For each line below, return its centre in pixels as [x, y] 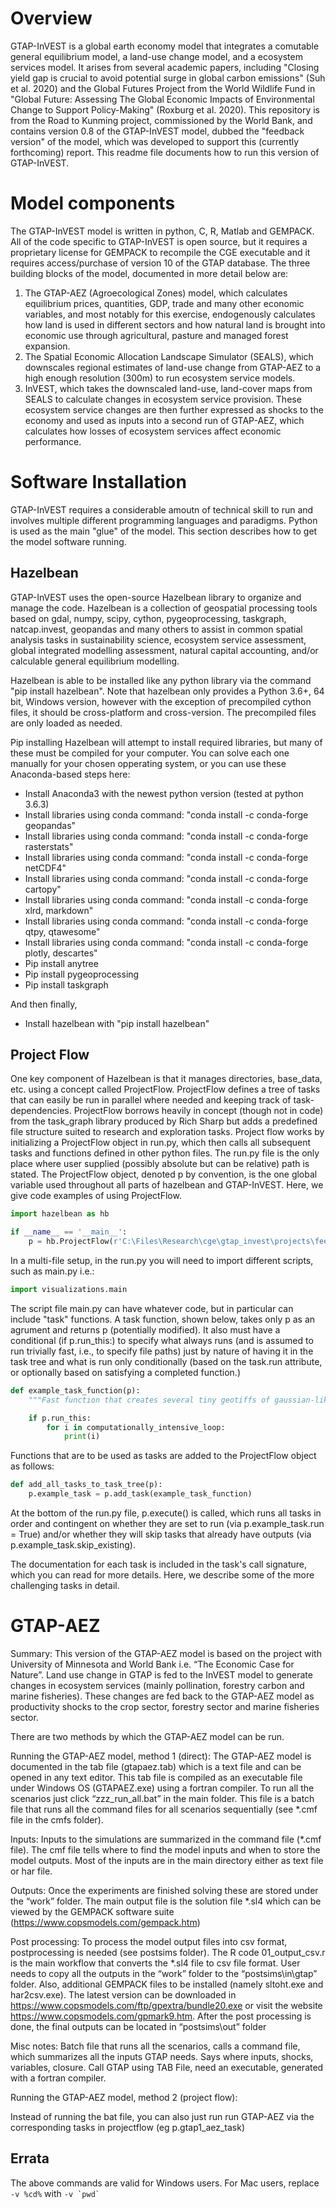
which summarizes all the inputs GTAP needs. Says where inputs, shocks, [162, 2056]
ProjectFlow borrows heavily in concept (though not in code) [198, 1111]
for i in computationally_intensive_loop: [136, 1427]
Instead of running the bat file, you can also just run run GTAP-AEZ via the [162, 2116]
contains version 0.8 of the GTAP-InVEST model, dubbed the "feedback [157, 131]
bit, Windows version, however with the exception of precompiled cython [161, 701]
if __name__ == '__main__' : [69, 1232]
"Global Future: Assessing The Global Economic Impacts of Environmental [162, 99]
